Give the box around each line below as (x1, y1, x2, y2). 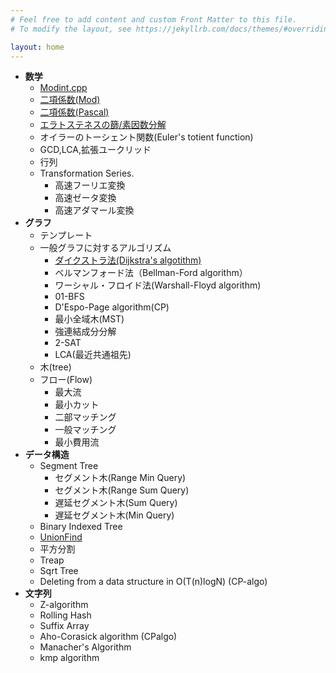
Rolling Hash (39, 609, 92, 621)
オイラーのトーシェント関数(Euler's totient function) (39, 131, 254, 143)
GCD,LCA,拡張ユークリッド (39, 144, 152, 156)
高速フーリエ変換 (54, 179, 126, 191)
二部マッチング (54, 411, 117, 423)
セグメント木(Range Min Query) (54, 472, 187, 484)
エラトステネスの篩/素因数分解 (39, 119, 167, 131)
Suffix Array (39, 620, 90, 632)
